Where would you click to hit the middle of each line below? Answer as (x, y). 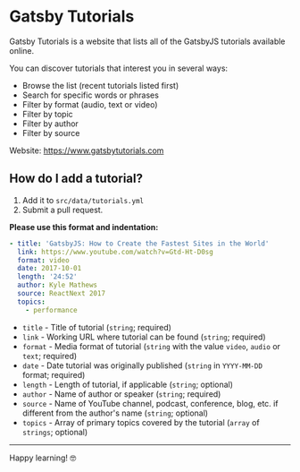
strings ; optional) (55, 432)
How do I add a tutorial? (76, 179)
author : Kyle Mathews (58, 285)
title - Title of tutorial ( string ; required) (97, 327)
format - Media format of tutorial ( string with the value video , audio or (151, 346)
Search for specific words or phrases (90, 95)
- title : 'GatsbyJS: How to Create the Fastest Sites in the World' (139, 244)
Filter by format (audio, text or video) (90, 104)
